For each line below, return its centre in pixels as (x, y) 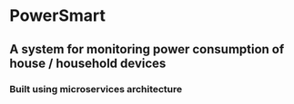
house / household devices (88, 63)
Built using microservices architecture (96, 89)
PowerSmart (58, 16)
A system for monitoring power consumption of (147, 49)
